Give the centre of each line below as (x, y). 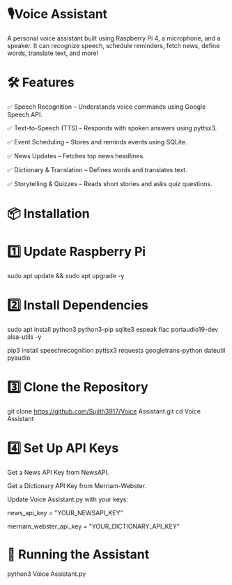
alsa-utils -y (24, 337)
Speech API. (25, 114)
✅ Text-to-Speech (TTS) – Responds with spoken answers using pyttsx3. (112, 128)
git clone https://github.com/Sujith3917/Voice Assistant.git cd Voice (104, 411)
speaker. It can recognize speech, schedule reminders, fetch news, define (114, 45)
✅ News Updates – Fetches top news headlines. (76, 155)
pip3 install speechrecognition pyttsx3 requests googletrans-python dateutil (116, 350)
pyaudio (19, 358)
